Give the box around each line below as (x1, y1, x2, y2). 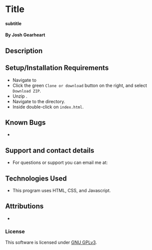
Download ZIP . (12, 88, 41, 94)
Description (5, 46, 43, 55)
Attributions (5, 202, 44, 211)
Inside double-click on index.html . (12, 104, 84, 110)
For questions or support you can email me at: (12, 159, 108, 165)
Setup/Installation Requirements (5, 64, 109, 72)
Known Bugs (5, 118, 46, 127)
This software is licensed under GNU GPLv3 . (5, 239, 97, 245)
